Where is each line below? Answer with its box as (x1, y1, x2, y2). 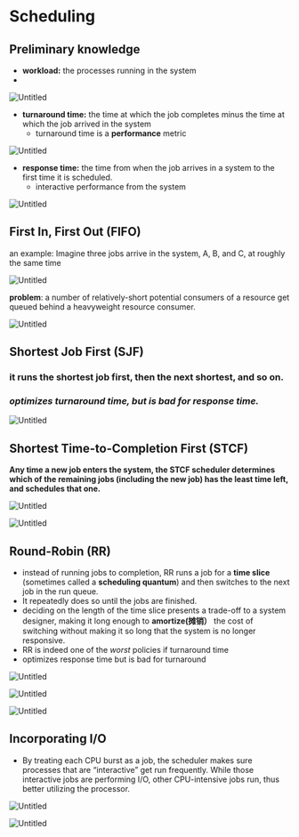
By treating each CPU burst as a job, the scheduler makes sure (21, 754, 253, 766)
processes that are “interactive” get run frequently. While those (21, 764, 255, 775)
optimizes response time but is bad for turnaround (21, 654, 206, 664)
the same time (9, 257, 61, 268)
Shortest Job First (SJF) (9, 344, 144, 359)
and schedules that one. (9, 483, 101, 495)
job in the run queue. (21, 586, 99, 597)
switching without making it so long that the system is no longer (21, 625, 256, 637)
